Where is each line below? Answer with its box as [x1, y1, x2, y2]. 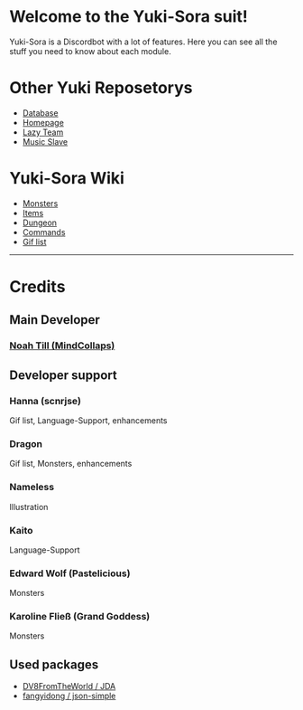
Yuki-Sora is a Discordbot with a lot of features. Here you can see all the [9, 36, 278, 47]
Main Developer [9, 312, 101, 327]
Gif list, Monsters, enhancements [9, 459, 133, 469]
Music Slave [22, 136, 69, 147]
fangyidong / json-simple [22, 690, 116, 702]
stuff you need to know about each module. [9, 45, 171, 56]
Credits [9, 277, 66, 297]
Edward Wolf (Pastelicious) [9, 567, 131, 580]
